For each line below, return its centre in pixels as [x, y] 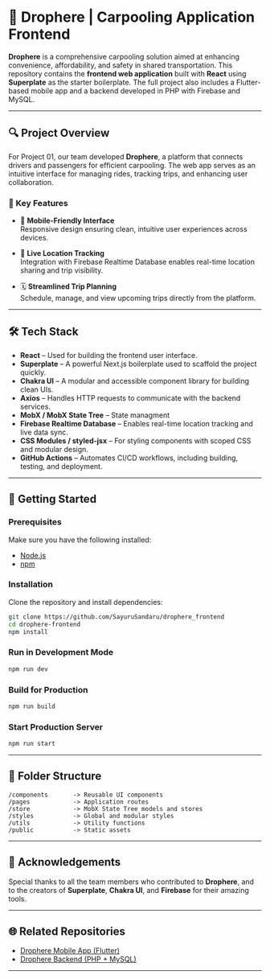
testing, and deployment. [61, 466]
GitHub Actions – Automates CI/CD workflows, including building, [129, 458]
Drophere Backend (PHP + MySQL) [78, 959]
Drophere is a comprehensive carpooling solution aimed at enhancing [124, 56]
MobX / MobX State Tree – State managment [95, 415]
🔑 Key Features [38, 203]
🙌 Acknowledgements [65, 862]
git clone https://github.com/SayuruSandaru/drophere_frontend [117, 617]
